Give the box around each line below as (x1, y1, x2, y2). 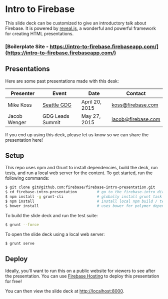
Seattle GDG (42, 101, 71, 108)
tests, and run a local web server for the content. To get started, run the (5, 170, 153, 176)
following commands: (5, 175, 49, 181)
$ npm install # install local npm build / (5, 199, 157, 204)
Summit (42, 119, 61, 126)
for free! (5, 279, 22, 285)
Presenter (10, 90, 35, 97)
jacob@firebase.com (111, 116, 160, 123)
